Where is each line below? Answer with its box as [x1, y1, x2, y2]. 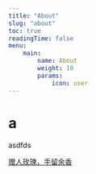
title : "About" [8, 11, 60, 20]
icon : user [51, 79, 89, 87]
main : [23, 49, 42, 57]
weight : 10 [37, 64, 74, 72]
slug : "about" [8, 19, 56, 27]
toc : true [8, 27, 42, 35]
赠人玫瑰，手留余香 [8, 157, 73, 167]
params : [37, 72, 63, 80]
